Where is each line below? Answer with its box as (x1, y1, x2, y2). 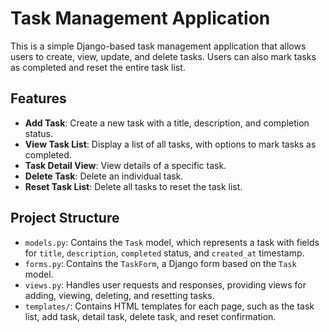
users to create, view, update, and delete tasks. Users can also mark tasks (10, 50, 317, 62)
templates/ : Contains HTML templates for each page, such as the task (24, 300, 315, 312)
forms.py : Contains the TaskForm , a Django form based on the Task (24, 257, 297, 269)
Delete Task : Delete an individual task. (24, 170, 184, 182)
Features (10, 90, 67, 107)
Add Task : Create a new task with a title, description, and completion (24, 117, 310, 129)
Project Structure (10, 210, 120, 227)
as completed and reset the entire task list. (10, 61, 186, 73)
